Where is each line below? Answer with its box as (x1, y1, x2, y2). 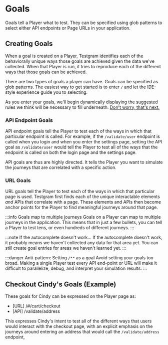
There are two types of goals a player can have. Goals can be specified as (5, 78, 158, 84)
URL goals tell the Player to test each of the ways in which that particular (5, 189, 155, 195)
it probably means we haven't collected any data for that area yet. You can (5, 240, 158, 246)
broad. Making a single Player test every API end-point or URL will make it (5, 260, 157, 266)
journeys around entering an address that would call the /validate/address (5, 329, 160, 335)
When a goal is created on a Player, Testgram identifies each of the (5, 53, 143, 59)
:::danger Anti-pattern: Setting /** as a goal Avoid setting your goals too (5, 255, 153, 261)
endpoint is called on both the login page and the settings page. (5, 149, 137, 155)
